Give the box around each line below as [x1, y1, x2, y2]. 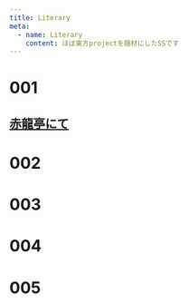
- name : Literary [17, 30, 83, 39]
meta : [9, 22, 30, 31]
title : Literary [9, 13, 70, 23]
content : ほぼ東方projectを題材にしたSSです [25, 38, 180, 48]
